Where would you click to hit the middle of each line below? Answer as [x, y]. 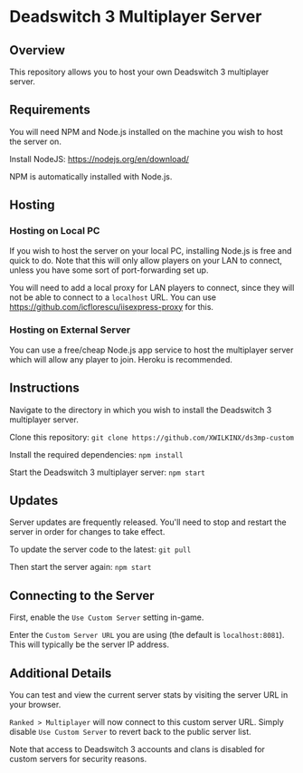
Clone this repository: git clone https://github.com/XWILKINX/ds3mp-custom [152, 437]
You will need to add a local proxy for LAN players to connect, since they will [152, 287]
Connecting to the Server [82, 595]
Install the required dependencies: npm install [96, 454]
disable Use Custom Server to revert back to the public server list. [130, 732]
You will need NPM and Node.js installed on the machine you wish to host [146, 131]
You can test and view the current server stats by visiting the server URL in [149, 695]
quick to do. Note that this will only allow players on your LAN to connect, [146, 260]
